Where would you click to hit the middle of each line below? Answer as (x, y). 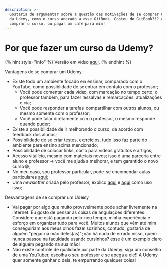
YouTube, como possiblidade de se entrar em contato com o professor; (85, 87)
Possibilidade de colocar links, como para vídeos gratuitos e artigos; (82, 151)
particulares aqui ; (30, 177)
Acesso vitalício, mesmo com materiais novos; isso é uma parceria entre (86, 156)
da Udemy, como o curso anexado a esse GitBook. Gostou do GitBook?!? (84, 19)
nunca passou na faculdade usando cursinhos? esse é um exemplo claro (87, 239)
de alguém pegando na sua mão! (46, 244)
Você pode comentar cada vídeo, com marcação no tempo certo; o (88, 92)
